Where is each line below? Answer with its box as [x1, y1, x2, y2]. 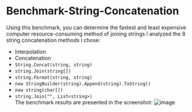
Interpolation [14, 48, 46, 55]
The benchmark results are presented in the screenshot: [14, 98, 153, 105]
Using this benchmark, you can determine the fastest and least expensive [6, 24, 187, 31]
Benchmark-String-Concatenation [6, 4, 180, 18]
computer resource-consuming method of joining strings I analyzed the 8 [6, 30, 186, 37]
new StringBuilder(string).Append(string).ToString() [14, 80, 151, 87]
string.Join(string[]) [14, 68, 71, 74]
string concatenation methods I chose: [6, 36, 101, 43]
